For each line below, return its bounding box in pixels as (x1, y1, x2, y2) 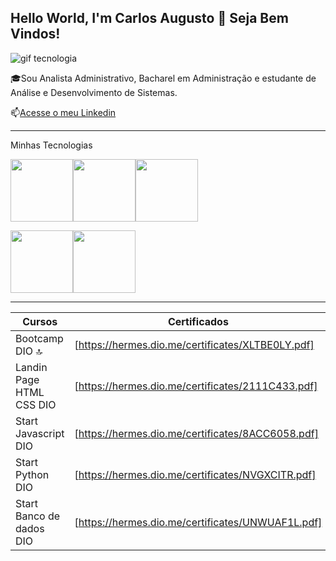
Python (15, 467, 50, 481)
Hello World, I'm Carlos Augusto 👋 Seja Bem (10, 10, 289, 27)
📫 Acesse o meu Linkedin (10, 106, 117, 118)
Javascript (15, 426, 65, 440)
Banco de (15, 509, 61, 523)
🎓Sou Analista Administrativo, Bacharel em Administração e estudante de (10, 72, 317, 84)
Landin (15, 360, 48, 374)
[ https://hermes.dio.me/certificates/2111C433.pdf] (74, 379, 318, 393)
